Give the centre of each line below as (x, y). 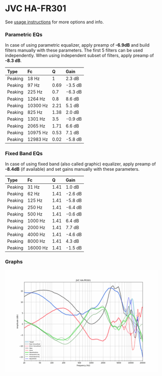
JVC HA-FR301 (36, 9)
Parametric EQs (24, 35)
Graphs (14, 262)
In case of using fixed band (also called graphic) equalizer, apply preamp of (81, 164)
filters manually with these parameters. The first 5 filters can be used (74, 50)
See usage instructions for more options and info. (55, 22)
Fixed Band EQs (24, 153)
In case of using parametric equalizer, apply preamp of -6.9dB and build (77, 45)
